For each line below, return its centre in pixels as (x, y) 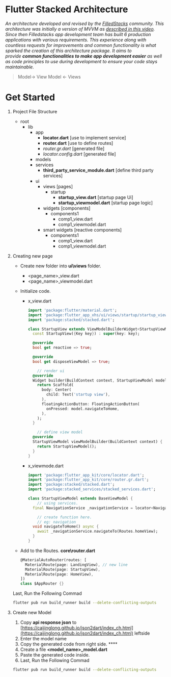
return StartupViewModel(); (67, 446)
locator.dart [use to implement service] (84, 137)
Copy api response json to (48, 622)
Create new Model (32, 612)
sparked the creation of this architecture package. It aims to (68, 51)
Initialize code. (35, 291)
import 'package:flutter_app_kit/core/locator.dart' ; (86, 475)
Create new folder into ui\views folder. (61, 266)
